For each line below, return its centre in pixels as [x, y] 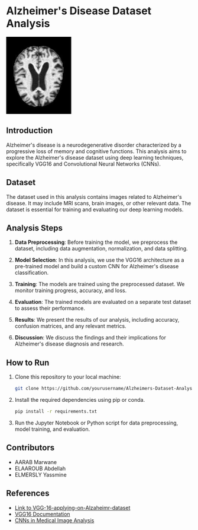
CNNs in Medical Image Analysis [54, 520]
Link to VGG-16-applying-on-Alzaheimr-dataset [72, 507]
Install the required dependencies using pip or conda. [80, 400]
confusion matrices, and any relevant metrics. [70, 326]
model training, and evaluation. [52, 429]
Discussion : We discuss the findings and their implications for [90, 338]
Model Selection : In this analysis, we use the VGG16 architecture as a [99, 260]
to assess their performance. [50, 308]
